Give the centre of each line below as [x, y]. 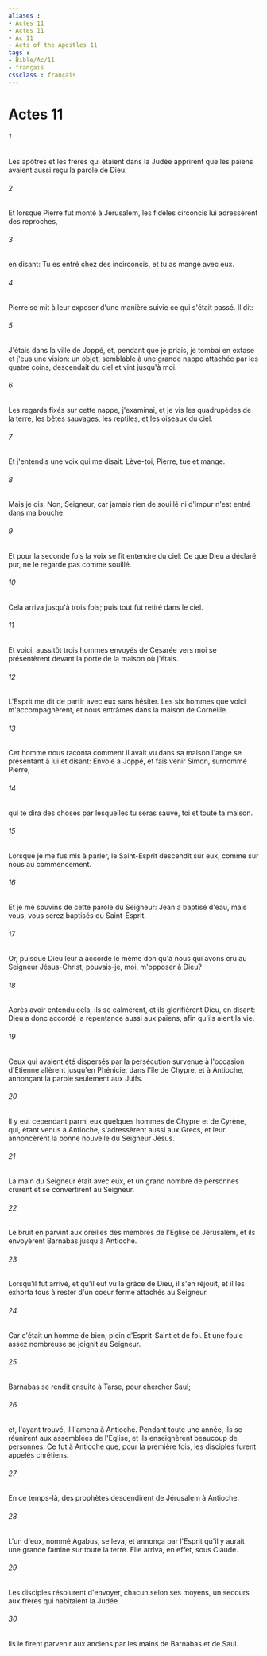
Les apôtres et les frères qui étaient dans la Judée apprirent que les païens [131, 162]
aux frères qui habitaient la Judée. [64, 1601]
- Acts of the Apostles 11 [53, 45]
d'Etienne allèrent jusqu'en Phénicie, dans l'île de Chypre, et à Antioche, [126, 1069]
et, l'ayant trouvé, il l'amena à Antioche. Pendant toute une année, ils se [125, 1430]
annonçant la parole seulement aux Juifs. [75, 1078]
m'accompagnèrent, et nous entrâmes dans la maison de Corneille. [118, 710]
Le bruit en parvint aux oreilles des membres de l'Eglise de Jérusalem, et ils [132, 1233]
